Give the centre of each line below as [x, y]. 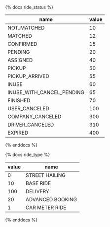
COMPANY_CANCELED [35, 116]
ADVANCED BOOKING [51, 199]
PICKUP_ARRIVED [28, 76]
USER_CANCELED [28, 109]
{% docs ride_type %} [28, 154]
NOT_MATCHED [26, 28]
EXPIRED [18, 133]
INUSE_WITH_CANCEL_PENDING [46, 92]
